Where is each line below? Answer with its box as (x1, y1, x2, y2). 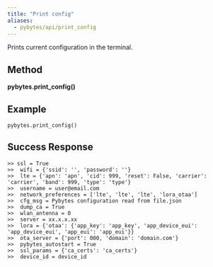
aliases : (7, 17, 33, 24)
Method (7, 63, 43, 75)
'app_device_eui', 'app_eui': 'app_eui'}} (7, 228, 134, 235)
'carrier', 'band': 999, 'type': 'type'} (7, 178, 132, 185)
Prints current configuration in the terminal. (7, 43, 133, 52)
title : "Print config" (7, 10, 74, 18)
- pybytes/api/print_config (13, 23, 97, 31)
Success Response (7, 141, 93, 153)
